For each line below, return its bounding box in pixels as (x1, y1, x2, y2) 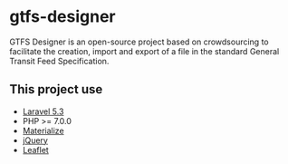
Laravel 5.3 (22, 106, 64, 117)
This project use (9, 82, 103, 97)
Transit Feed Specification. (9, 55, 110, 66)
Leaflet (22, 144, 50, 155)
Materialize (22, 125, 65, 136)
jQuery (22, 134, 48, 146)
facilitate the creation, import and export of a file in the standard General (9, 45, 280, 56)
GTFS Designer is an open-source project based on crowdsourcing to (9, 36, 269, 47)
